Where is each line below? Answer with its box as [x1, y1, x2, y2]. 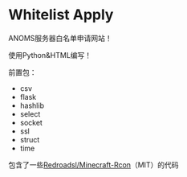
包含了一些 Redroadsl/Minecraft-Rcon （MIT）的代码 [8, 159, 179, 170]
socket [19, 117, 43, 127]
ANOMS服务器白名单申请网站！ [8, 33, 112, 43]
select [19, 109, 41, 118]
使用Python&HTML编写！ [8, 50, 92, 60]
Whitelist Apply [8, 6, 114, 24]
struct [19, 134, 40, 144]
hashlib [19, 101, 44, 110]
